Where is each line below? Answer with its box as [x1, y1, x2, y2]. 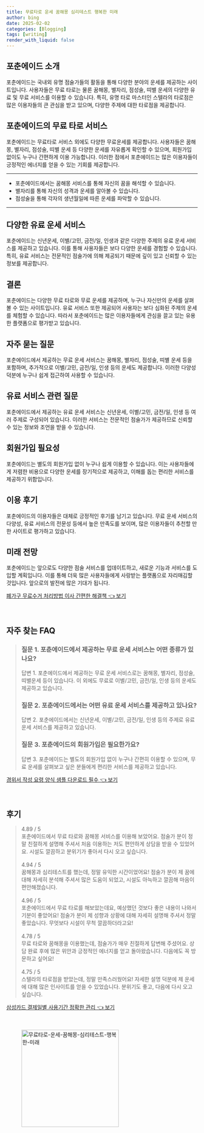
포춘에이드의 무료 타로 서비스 [6, 121, 108, 131]
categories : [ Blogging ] [6, 26, 67, 32]
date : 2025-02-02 [6, 20, 50, 26]
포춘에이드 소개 [6, 61, 60, 72]
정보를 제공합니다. [6, 260, 49, 267]
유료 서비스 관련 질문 [6, 391, 78, 401]
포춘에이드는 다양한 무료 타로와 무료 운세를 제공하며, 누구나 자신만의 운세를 [6, 297, 183, 304]
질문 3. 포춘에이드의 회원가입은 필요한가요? [21, 740, 140, 749]
